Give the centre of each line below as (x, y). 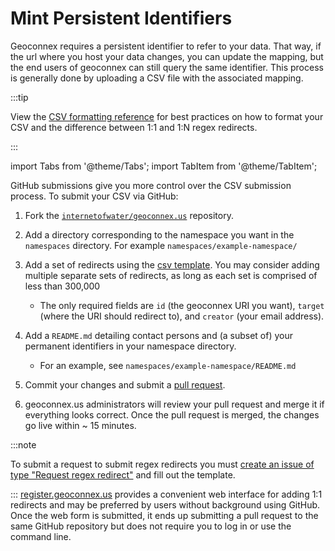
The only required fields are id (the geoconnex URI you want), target (182, 305)
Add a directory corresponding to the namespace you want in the (159, 234)
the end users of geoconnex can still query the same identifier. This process (167, 67)
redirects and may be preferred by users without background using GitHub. (165, 504)
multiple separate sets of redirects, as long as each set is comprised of (171, 275)
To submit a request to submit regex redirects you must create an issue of (162, 464)
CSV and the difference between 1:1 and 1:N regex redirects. (134, 127)
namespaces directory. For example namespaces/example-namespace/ (161, 245)
